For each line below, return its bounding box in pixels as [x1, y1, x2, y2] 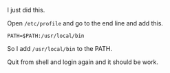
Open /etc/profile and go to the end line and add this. [7, 19, 164, 27]
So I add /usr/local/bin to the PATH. [7, 45, 112, 52]
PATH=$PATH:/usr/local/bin [7, 32, 85, 39]
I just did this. [7, 6, 45, 14]
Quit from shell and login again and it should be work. [7, 58, 159, 66]
